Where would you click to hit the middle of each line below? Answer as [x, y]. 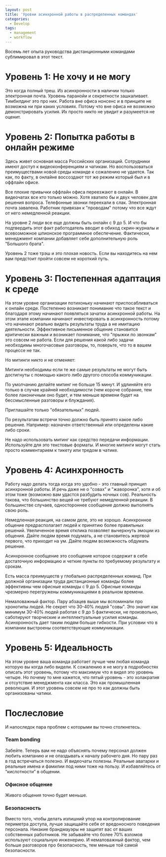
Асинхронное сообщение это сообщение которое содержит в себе [76, 555]
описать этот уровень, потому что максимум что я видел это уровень [79, 672]
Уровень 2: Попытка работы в [70, 137]
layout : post [19, 10]
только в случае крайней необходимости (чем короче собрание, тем [79, 389]
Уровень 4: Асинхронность [64, 470]
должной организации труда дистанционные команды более [70, 581]
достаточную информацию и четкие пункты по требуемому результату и [83, 561]
